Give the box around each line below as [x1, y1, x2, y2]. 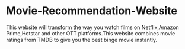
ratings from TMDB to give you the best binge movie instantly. [6, 36, 158, 43]
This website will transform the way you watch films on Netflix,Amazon [6, 24, 179, 31]
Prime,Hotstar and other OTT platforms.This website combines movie [6, 30, 176, 37]
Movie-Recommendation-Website [6, 4, 178, 18]
